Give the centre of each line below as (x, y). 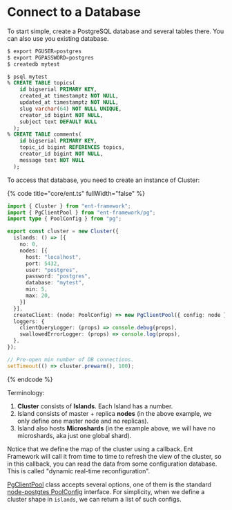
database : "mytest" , (55, 283)
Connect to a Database (74, 12)
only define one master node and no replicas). (83, 421)
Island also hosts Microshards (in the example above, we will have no (116, 428)
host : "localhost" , (53, 257)
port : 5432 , (42, 264)
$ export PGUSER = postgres (44, 51)
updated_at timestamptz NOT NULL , (69, 102)
